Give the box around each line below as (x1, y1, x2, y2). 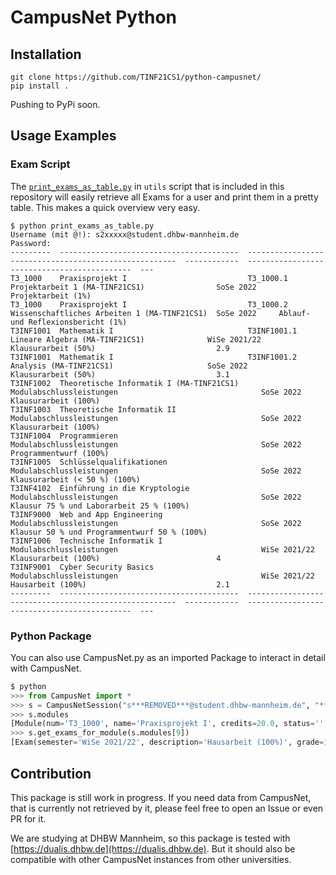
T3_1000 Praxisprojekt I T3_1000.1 (10, 273, 288, 283)
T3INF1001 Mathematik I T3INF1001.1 (10, 326, 298, 336)
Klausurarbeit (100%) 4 (10, 553, 222, 563)
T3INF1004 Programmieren (10, 431, 118, 441)
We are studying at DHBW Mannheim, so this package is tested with (10, 832, 291, 844)
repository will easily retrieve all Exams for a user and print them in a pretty (10, 191, 319, 203)
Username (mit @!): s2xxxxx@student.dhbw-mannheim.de (10, 229, 240, 240)
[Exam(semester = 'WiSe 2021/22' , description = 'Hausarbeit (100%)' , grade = (10, 737, 325, 748)
